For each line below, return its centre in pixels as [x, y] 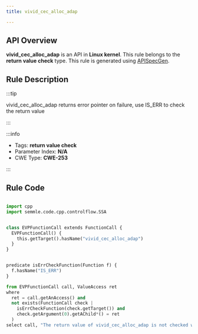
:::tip [11, 93]
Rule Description [37, 79]
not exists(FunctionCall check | [52, 303]
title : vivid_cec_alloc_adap [42, 11]
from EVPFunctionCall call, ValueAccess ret [62, 287]
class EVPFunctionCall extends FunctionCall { [64, 228]
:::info [13, 134]
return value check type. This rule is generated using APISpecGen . [88, 61]
